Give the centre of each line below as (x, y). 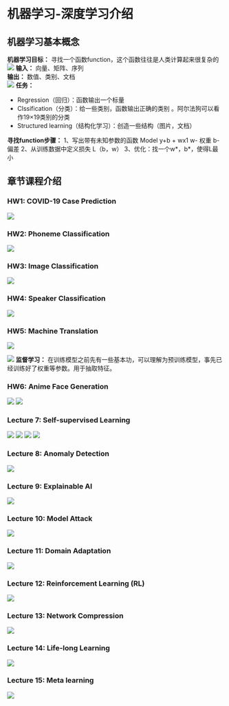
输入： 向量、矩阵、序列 (50, 68)
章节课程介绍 (34, 181)
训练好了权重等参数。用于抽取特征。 (64, 368)
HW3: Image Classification (53, 266)
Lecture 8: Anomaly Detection (58, 453)
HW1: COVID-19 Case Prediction (62, 202)
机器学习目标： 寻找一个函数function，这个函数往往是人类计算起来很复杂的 (113, 60)
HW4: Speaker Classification (56, 299)
